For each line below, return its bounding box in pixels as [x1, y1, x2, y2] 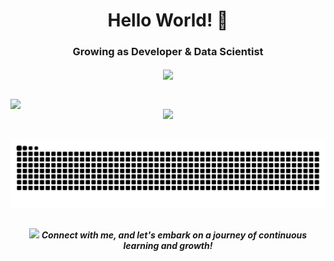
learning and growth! [123, 239, 213, 251]
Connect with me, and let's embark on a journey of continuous [41, 229, 308, 241]
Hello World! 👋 [107, 9, 229, 32]
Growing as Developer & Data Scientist [72, 45, 264, 59]
